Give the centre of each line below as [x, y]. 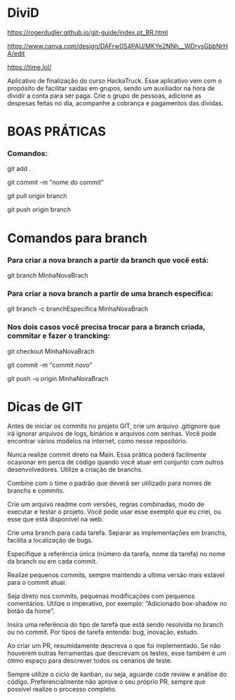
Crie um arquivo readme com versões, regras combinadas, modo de [106, 505]
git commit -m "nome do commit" [55, 182]
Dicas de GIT [45, 407]
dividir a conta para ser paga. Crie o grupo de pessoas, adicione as [105, 96]
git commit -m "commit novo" [50, 365]
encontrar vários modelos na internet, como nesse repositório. [98, 441]
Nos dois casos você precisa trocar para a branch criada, [106, 327]
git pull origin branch [37, 196]
